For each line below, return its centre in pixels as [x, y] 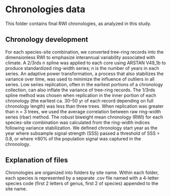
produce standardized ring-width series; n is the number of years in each [82, 68]
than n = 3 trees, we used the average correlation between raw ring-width [83, 111]
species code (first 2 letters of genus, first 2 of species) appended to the [82, 183]
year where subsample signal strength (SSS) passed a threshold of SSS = [83, 133]
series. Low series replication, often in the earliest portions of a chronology [84, 84]
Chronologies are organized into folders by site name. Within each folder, [82, 173]
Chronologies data [45, 9]
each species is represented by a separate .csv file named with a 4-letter [82, 178]
